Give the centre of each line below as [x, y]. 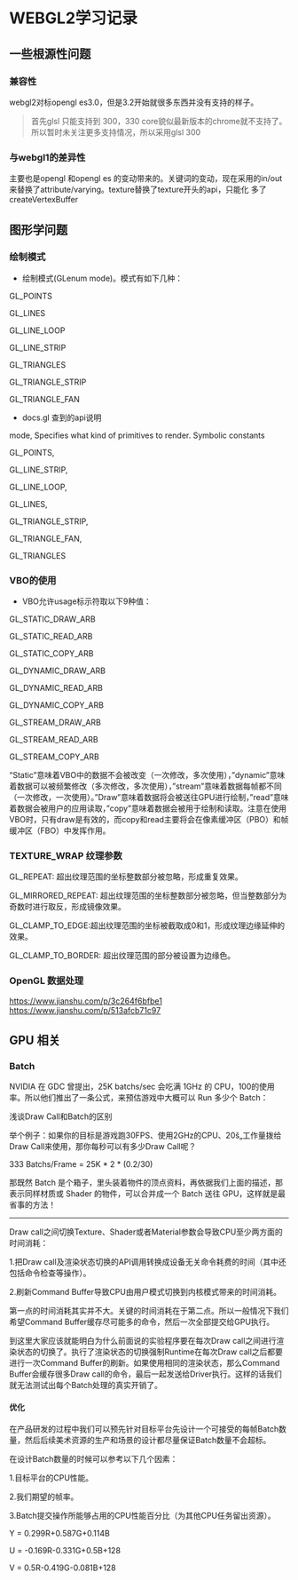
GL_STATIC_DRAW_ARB [52, 619]
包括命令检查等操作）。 [50, 1273]
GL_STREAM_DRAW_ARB [55, 723]
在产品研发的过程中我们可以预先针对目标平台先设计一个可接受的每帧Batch [144, 1429]
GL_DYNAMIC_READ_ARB [56, 688]
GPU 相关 [35, 1040]
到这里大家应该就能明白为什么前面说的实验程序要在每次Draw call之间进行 [143, 1341]
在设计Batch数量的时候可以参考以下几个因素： [94, 1458]
